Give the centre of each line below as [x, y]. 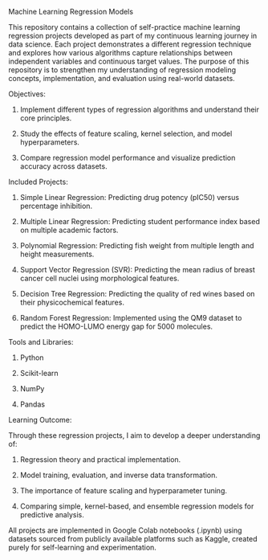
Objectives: [27, 94]
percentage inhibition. [56, 206]
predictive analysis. [52, 515]
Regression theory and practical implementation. [100, 460]
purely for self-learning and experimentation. [82, 547]
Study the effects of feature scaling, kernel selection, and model [126, 133]
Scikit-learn [39, 373]
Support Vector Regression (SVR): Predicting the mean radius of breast [137, 270]
